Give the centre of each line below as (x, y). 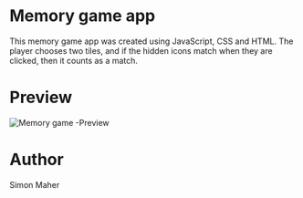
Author (37, 160)
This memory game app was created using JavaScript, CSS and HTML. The (151, 41)
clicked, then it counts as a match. (74, 60)
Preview (41, 98)
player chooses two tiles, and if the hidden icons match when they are (141, 50)
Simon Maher (35, 184)
